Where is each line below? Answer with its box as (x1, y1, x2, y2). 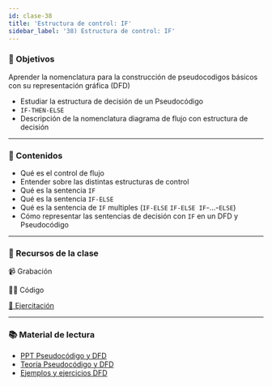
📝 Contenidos (8, 150, 63, 161)
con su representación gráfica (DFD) (8, 80, 131, 90)
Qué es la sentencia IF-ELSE (19, 193, 114, 203)
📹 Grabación (8, 266, 53, 276)
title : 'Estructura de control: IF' (8, 19, 132, 28)
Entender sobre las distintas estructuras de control (19, 176, 189, 186)
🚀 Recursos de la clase (8, 248, 99, 259)
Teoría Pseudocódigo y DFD (19, 359, 115, 369)
